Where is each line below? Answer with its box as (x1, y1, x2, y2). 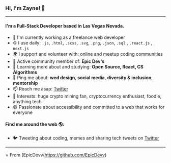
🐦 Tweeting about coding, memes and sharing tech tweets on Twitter (12, 135, 159, 141)
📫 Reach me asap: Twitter (12, 85, 69, 91)
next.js (12, 46, 29, 51)
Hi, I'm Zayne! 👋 (5, 5, 45, 12)
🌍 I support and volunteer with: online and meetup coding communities (12, 51, 163, 57)
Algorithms (12, 69, 37, 75)
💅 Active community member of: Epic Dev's (12, 58, 105, 64)
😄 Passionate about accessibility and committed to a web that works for (12, 104, 165, 110)
